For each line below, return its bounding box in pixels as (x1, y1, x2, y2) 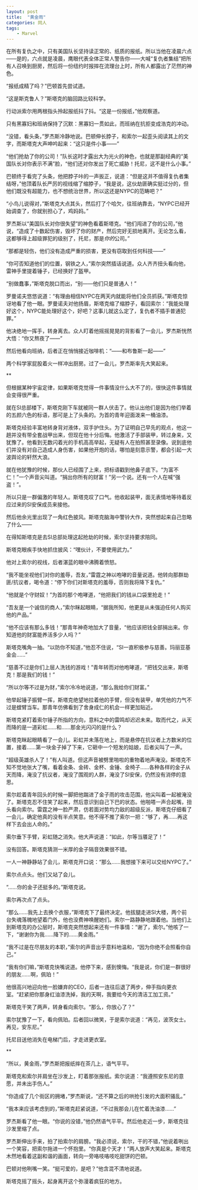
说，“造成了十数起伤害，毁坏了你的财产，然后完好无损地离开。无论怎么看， (6, 227, 190, 234)
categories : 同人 (6, 20, 47, 25)
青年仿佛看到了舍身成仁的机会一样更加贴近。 (47, 704, 156, 711)
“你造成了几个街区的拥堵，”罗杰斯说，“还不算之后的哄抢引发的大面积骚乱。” (6, 1093, 186, 1100)
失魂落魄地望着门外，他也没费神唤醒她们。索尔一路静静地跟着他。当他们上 (11, 916, 192, 924)
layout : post (6, 8, 38, 15)
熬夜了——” (34, 335, 63, 342)
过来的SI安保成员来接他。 (11, 501, 73, 508)
